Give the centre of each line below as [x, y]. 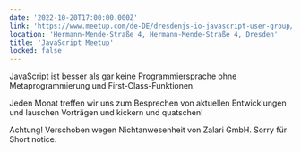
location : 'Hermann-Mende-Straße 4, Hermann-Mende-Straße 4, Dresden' [144, 34]
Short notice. [33, 139]
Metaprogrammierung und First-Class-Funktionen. [102, 86]
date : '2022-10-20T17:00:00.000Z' [74, 17]
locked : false [36, 51]
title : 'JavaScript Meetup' [62, 42]
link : [19, 26]
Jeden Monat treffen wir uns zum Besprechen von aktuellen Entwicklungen [148, 103]
